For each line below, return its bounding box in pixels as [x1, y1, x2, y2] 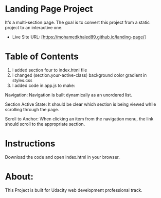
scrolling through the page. [5, 106, 59, 112]
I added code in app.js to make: [12, 82, 75, 88]
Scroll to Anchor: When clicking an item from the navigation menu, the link [5, 115, 154, 122]
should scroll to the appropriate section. [5, 121, 85, 127]
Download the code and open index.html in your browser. [5, 154, 120, 160]
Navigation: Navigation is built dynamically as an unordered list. [5, 92, 132, 98]
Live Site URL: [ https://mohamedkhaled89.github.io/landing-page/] [12, 34, 146, 40]
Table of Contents [5, 51, 79, 62]
